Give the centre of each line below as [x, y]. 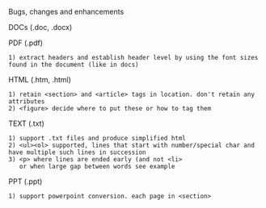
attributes [27, 102]
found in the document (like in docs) [74, 64]
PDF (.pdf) [25, 43]
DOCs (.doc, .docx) [40, 27]
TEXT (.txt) [26, 123]
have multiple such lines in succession [78, 152]
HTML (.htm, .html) [40, 79]
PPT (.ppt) [25, 181]
